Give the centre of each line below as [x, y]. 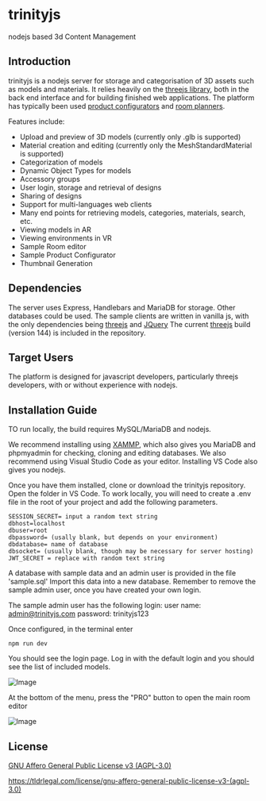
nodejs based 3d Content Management [72, 37]
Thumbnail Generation [56, 263]
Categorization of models [61, 162]
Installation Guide [53, 410]
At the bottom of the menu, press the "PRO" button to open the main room [129, 698]
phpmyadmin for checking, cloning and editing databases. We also [117, 453]
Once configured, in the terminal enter [71, 630]
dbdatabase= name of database [58, 545]
